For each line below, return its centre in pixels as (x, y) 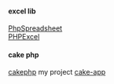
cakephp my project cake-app (57, 72)
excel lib (22, 11)
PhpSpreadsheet (35, 28)
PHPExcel (24, 37)
